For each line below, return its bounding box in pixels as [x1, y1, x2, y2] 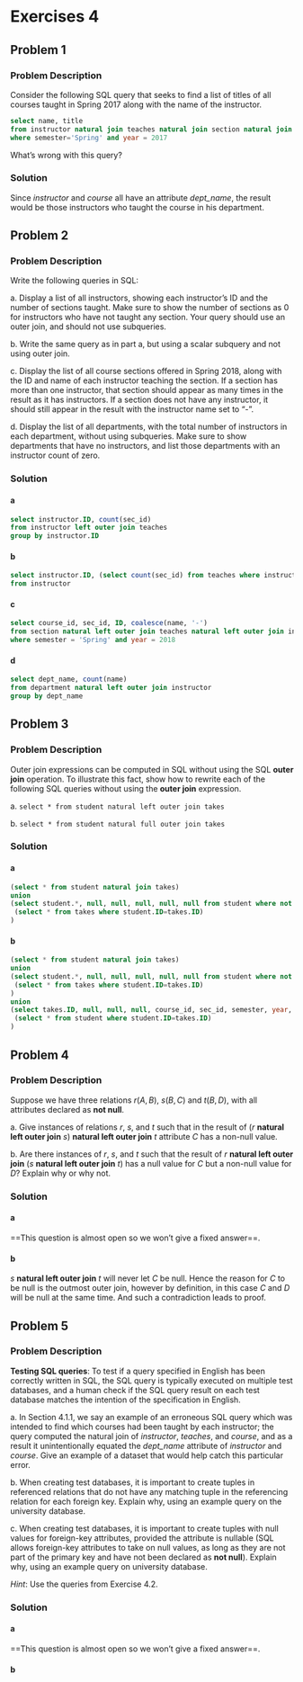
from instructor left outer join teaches [10, 523, 168, 532]
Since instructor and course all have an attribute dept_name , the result [10, 192, 272, 203]
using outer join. [10, 348, 70, 359]
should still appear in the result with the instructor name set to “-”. [10, 404, 254, 415]
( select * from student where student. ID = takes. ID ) [13, 1014, 212, 1023]
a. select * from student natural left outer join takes [10, 801, 225, 811]
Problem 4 [10, 1047, 70, 1062]
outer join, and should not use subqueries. [10, 321, 167, 332]
